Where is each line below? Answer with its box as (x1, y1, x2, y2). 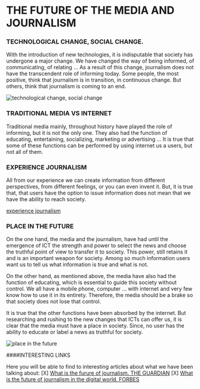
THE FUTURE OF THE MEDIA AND (6, 4, 175, 17)
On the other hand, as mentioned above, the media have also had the (6, 273, 176, 280)
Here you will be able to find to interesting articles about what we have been (6, 363, 193, 371)
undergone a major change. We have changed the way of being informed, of (6, 57, 195, 64)
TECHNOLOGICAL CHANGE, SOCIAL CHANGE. (6, 38, 144, 46)
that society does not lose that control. (6, 298, 101, 305)
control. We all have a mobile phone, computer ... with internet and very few (6, 285, 193, 292)
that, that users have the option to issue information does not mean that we (6, 189, 191, 197)
